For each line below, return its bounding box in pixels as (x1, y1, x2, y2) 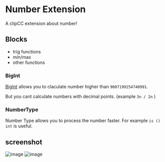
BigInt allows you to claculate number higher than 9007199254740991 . (5, 84, 148, 90)
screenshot (5, 138, 42, 146)
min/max (12, 54, 32, 60)
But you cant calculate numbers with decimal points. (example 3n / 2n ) (5, 93, 156, 100)
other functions (12, 59, 45, 66)
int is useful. (5, 123, 33, 129)
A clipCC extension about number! (5, 20, 77, 26)
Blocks (5, 35, 28, 44)
